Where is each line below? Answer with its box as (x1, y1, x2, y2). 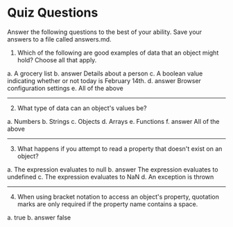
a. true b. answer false (7, 213, 71, 221)
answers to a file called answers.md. (7, 35, 112, 43)
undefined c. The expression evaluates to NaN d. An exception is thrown (7, 172, 214, 181)
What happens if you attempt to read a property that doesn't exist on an (17, 144, 223, 153)
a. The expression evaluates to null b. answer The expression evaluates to (7, 165, 218, 174)
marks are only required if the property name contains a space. (17, 199, 198, 208)
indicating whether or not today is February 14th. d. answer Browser (7, 76, 201, 84)
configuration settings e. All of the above (7, 84, 123, 92)
